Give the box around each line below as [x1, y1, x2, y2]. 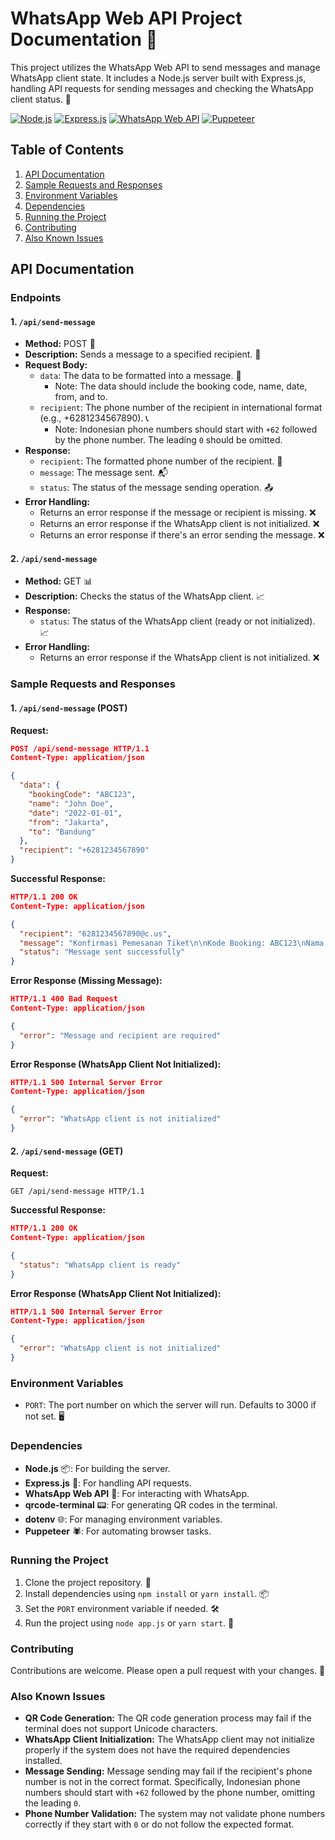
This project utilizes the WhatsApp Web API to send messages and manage [10, 61, 321, 73]
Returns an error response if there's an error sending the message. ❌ [39, 529, 325, 541]
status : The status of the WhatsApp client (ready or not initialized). [39, 615, 316, 627]
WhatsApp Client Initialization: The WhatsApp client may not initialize [24, 1733, 315, 1746]
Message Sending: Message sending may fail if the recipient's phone [24, 1765, 313, 1777]
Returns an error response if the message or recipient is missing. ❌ [39, 507, 317, 519]
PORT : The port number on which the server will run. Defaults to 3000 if [24, 1399, 317, 1411]
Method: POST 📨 [24, 338, 96, 350]
